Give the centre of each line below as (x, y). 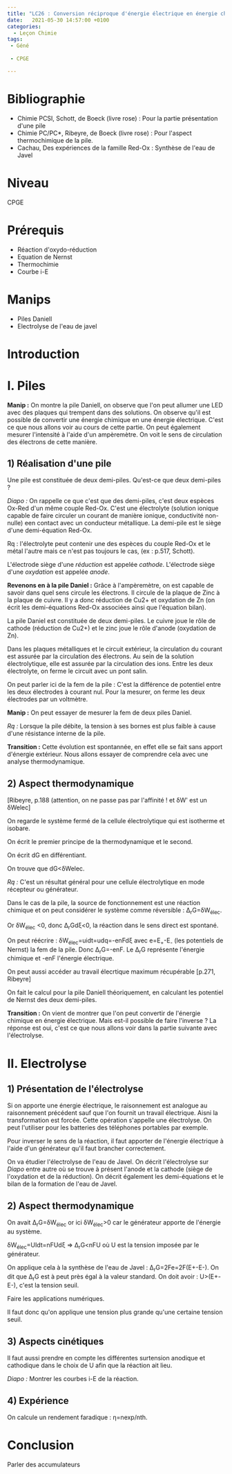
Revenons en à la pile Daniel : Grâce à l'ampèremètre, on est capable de (110, 586)
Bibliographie (46, 99)
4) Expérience (38, 1401)
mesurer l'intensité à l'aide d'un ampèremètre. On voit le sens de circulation (115, 435)
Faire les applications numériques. (56, 1299)
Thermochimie (38, 264)
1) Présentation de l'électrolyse (75, 1089)
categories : (24, 26)
